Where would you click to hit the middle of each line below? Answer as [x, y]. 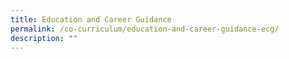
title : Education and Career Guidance [91, 19]
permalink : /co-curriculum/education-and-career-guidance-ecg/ [145, 29]
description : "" [44, 38]
